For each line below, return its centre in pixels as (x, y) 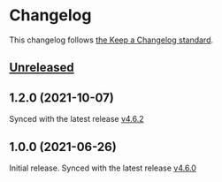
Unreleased (42, 68)
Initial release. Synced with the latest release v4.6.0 (103, 168)
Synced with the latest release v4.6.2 (77, 119)
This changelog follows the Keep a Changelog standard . (111, 40)
